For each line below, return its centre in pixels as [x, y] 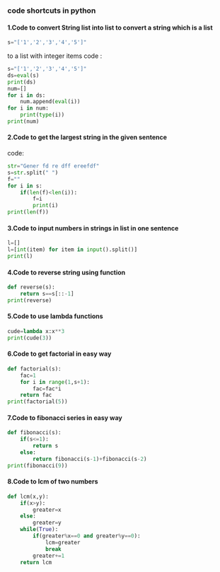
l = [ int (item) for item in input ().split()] [73, 250]
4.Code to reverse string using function [66, 272]
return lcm [36, 562]
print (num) [23, 122]
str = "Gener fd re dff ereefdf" [53, 166]
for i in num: [28, 108]
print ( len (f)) [28, 212]
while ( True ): [39, 530]
